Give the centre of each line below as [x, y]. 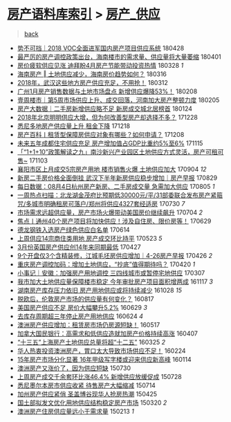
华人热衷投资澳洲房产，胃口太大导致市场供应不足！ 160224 [101, 351]
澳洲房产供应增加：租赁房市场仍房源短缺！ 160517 [89, 324]
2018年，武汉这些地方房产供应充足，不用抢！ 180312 [92, 82]
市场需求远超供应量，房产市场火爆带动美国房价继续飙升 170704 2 [110, 212]
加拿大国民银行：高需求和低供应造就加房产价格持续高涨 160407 [108, 333]
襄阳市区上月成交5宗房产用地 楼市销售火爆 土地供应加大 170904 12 [112, 169]
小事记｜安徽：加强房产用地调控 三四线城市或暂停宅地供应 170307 [111, 273]
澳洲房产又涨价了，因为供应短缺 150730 [74, 368]
